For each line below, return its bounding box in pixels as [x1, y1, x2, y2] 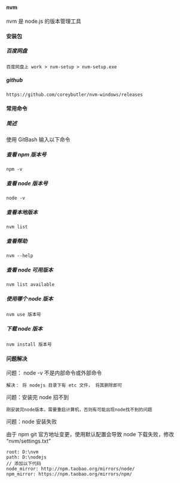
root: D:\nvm [6, 449, 39, 455]
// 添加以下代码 [6, 461, 41, 467]
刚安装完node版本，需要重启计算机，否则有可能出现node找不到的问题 [6, 407, 152, 413]
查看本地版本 [6, 209, 38, 216]
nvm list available [6, 282, 55, 288]
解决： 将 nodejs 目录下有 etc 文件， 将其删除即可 [6, 382, 123, 388]
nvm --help [6, 253, 33, 259]
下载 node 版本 [6, 325, 43, 332]
